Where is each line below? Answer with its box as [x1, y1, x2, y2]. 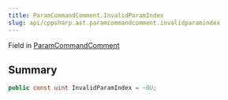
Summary [8, 63, 58, 76]
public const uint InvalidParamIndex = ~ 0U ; [8, 84, 157, 92]
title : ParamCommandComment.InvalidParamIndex [8, 11, 164, 20]
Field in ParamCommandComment [8, 40, 120, 50]
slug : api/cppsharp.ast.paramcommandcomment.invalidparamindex [8, 19, 221, 27]
